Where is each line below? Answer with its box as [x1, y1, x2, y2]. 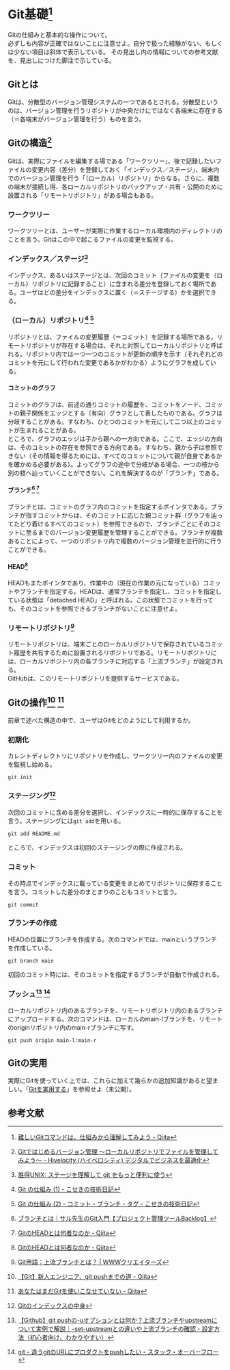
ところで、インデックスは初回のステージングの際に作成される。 [8, 843, 187, 852]
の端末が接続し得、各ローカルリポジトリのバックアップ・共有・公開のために [8, 182, 223, 190]
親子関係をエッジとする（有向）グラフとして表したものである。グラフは [19, 409, 223, 417]
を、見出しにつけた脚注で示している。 [8, 56, 115, 65]
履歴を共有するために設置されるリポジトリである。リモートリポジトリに [13, 648, 217, 657]
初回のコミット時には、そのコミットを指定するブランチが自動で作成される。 [8, 970, 223, 978]
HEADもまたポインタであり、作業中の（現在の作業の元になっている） [8, 579, 203, 587]
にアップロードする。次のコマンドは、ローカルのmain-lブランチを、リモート [8, 1015, 223, 1023]
